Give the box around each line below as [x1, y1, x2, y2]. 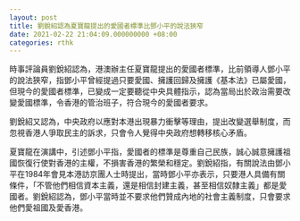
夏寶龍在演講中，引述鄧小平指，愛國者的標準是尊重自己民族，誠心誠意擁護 [9, 147, 283, 157]
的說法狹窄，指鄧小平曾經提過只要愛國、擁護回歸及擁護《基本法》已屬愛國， [9, 75, 291, 86]
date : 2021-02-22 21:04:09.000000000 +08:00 [9, 30, 178, 38]
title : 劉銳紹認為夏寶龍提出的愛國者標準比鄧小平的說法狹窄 [9, 21, 204, 30]
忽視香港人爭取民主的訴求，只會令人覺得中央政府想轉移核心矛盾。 [9, 127, 252, 139]
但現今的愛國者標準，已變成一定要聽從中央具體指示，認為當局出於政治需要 [9, 86, 283, 97]
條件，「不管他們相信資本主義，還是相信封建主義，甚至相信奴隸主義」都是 [9, 180, 279, 191]
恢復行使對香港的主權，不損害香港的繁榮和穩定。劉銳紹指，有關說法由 [16, 157, 275, 168]
